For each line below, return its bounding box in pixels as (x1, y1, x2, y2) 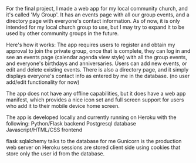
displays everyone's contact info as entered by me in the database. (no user (6, 73, 190, 79)
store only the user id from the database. (6, 150, 105, 157)
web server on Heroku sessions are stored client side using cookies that (6, 144, 181, 151)
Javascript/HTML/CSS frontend (6, 126, 83, 133)
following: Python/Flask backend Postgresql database (6, 120, 136, 127)
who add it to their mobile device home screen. (6, 103, 120, 109)
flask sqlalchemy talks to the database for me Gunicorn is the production (6, 138, 182, 144)
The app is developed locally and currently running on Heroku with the (6, 114, 177, 121)
